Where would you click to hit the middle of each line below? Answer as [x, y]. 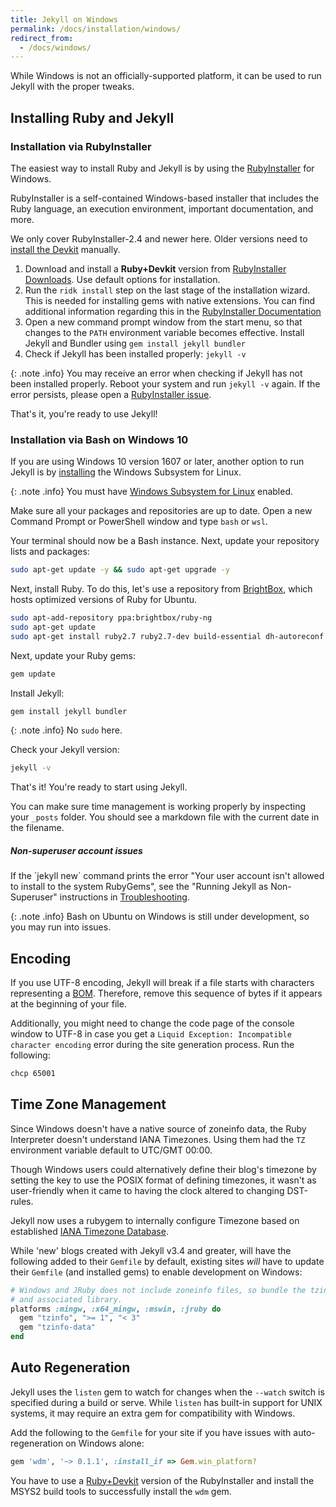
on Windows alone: [105, 1443]
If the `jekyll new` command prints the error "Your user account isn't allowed [167, 876]
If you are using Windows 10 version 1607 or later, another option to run [157, 462]
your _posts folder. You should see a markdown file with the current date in [165, 817]
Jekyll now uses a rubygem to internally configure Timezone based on [155, 1220]
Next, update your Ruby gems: [73, 655]
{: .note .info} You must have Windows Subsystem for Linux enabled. [152, 492]
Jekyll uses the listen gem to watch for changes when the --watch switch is [167, 1392]
